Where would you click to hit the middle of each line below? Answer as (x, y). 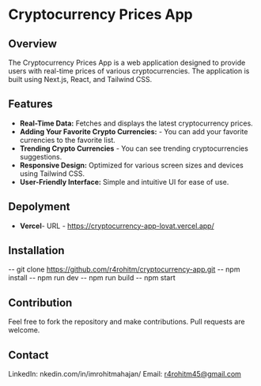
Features (30, 104)
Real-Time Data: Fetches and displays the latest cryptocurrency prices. (136, 123)
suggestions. (41, 156)
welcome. (24, 330)
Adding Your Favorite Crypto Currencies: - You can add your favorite (134, 131)
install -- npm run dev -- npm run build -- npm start (92, 278)
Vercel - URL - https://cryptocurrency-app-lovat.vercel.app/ (117, 226)
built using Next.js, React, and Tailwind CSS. (80, 79)
